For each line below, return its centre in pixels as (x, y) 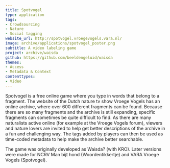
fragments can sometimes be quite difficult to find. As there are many (78, 117)
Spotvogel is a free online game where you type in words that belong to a (82, 95)
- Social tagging (24, 34)
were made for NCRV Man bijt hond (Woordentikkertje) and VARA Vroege (82, 154)
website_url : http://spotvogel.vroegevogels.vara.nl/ (64, 39)
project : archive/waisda (32, 53)
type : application (25, 15)
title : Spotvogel (24, 10)
